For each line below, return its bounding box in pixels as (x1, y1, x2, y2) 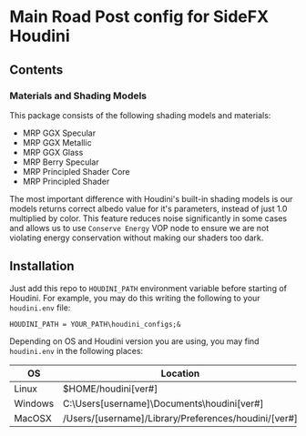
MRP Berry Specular (22, 157, 99, 167)
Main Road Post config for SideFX (9, 6, 270, 27)
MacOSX (14, 411, 52, 424)
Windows (14, 397, 55, 410)
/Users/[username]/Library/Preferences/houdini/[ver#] (62, 411, 299, 424)
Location (160, 367, 200, 380)
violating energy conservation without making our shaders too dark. (9, 232, 264, 243)
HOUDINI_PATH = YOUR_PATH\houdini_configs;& (9, 319, 181, 329)
